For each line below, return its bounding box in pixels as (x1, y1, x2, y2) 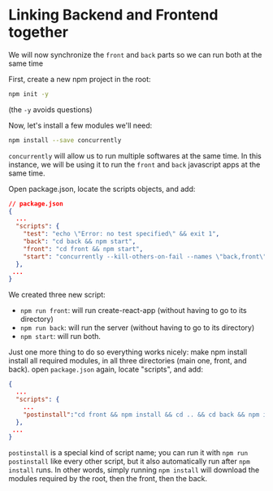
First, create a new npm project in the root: (8, 74, 152, 84)
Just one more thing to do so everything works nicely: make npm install (8, 347, 248, 357)
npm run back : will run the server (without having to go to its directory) (19, 323, 255, 332)
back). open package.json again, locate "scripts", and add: (8, 364, 203, 375)
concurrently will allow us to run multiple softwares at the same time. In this (8, 150, 262, 160)
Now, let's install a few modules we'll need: (8, 120, 153, 130)
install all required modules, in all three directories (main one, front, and (8, 356, 247, 366)
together (8, 23, 69, 41)
